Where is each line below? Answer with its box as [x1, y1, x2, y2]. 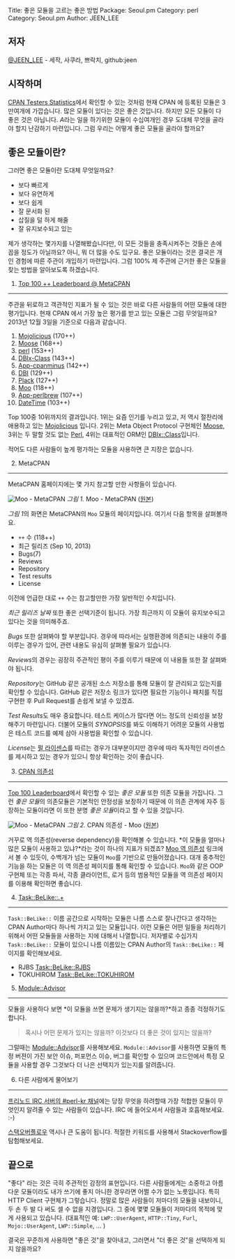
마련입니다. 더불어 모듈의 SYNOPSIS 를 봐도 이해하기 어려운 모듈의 [26, 721, 206, 729]
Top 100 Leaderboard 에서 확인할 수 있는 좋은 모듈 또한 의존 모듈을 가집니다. [8, 789, 216, 797]
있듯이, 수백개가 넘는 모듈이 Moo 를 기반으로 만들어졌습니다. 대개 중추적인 [29, 853, 225, 861]
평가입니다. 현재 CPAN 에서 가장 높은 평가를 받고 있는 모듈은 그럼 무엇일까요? [8, 309, 218, 317]
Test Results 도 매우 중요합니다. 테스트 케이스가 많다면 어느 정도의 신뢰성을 [8, 711, 211, 720]
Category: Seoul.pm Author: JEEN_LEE [8, 14, 119, 22]
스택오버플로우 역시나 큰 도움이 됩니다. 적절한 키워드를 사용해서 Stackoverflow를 [8, 1128, 228, 1136]
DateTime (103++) [17, 398, 70, 407]
